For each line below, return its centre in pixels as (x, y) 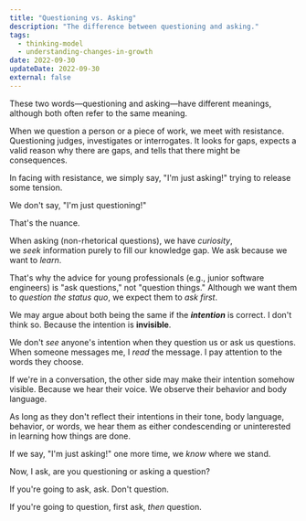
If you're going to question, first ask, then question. (106, 506)
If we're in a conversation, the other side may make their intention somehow (152, 379)
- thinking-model (51, 43)
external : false (40, 78)
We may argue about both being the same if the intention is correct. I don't (151, 314)
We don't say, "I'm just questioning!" (78, 205)
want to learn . (36, 260)
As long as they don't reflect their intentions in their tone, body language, (147, 416)
